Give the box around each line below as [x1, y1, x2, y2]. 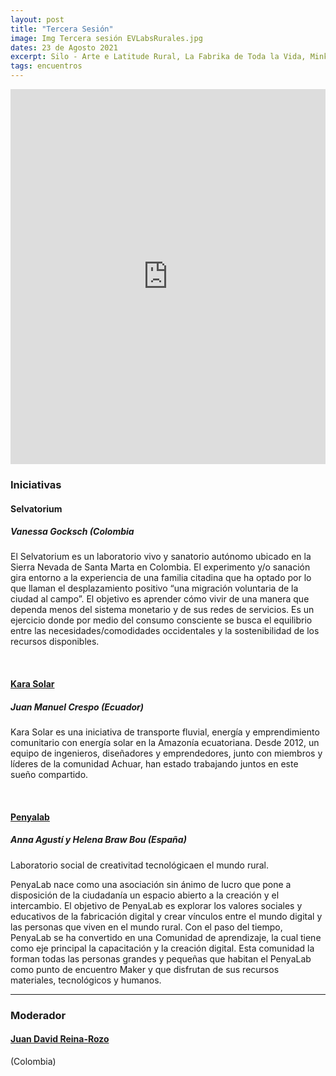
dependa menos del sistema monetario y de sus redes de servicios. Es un [10, 604, 315, 616]
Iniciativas [10, 477, 62, 491]
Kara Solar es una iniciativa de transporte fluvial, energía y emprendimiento [10, 726, 320, 738]
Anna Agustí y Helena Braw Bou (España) [10, 834, 187, 846]
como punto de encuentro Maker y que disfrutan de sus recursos [10, 963, 280, 975]
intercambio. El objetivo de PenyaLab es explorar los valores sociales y [10, 899, 303, 911]
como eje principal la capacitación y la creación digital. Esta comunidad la [10, 942, 315, 954]
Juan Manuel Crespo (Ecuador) [10, 701, 144, 713]
